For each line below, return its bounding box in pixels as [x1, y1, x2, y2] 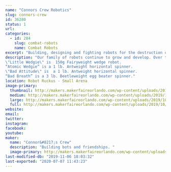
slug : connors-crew [5, 12, 47, 17]
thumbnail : [10, 88, 33, 93]
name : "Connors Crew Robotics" [5, 7, 72, 13]
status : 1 [5, 21, 26, 27]
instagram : [5, 121, 28, 126]
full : [10, 102, 22, 107]
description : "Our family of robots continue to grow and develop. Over [5, 54, 163, 60]
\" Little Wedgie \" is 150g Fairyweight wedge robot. [5, 60, 122, 65]
